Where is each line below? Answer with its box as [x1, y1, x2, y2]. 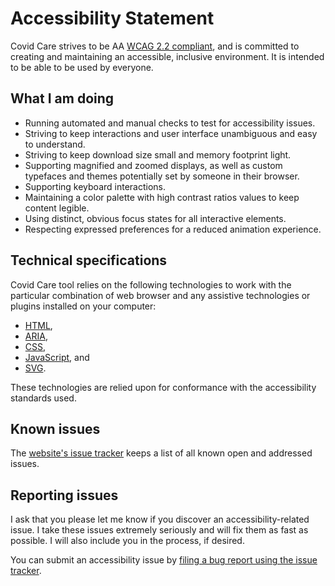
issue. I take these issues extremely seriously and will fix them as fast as [10, 524, 309, 536]
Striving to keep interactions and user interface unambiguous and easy [24, 127, 318, 139]
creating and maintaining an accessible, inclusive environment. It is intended [10, 50, 325, 62]
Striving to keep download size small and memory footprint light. [24, 148, 292, 161]
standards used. [10, 392, 77, 404]
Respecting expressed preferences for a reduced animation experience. [24, 223, 322, 235]
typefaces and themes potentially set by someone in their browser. [24, 170, 300, 182]
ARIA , [24, 330, 48, 342]
